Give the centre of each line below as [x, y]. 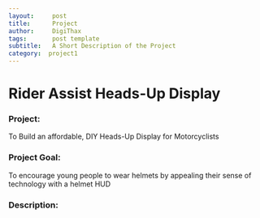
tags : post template [54, 38]
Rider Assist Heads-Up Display [115, 94]
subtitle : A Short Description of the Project [92, 46]
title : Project [43, 24]
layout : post [38, 16]
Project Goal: [35, 157]
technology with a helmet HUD [60, 184]
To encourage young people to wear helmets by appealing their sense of [130, 175]
